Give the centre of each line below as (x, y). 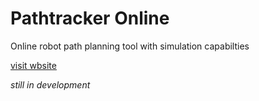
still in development (50, 84)
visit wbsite (33, 65)
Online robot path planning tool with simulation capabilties (130, 46)
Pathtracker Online (90, 18)
